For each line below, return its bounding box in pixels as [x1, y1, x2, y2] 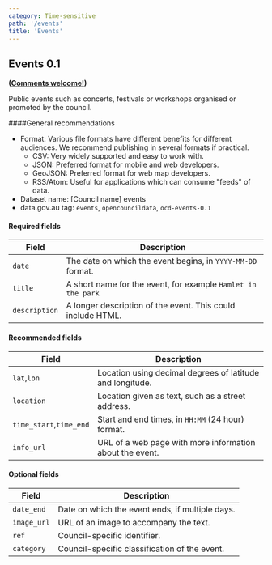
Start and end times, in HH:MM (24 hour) [96, 414, 244, 425]
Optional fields [8, 469, 59, 479]
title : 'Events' [8, 27, 63, 35]
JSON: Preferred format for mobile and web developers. [32, 159, 219, 170]
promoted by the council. [8, 103, 92, 113]
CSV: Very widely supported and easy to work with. [32, 151, 204, 161]
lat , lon [12, 372, 40, 383]
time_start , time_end [12, 418, 90, 430]
